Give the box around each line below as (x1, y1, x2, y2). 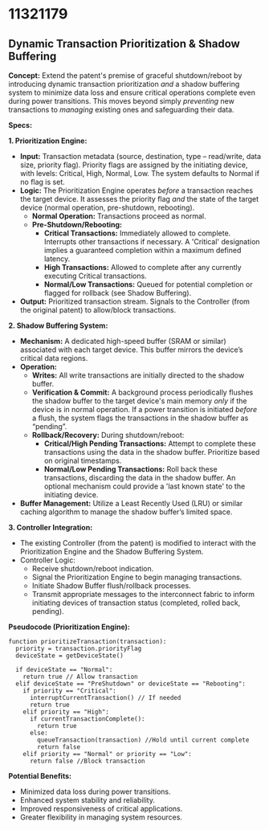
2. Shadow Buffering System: (8, 321, 108, 330)
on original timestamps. (43, 456, 122, 465)
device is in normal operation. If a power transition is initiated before (31, 405, 258, 414)
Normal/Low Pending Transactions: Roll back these (43, 464, 218, 474)
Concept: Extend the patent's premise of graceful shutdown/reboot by (8, 71, 243, 80)
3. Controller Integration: (8, 523, 93, 532)
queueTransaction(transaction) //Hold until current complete (37, 736, 250, 744)
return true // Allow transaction (22, 673, 138, 681)
